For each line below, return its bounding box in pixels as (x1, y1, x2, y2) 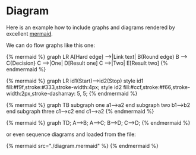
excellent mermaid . (6, 30, 53, 37)
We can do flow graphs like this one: (6, 42, 95, 49)
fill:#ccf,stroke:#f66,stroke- (123, 83, 191, 90)
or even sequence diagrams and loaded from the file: (6, 131, 137, 138)
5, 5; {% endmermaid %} (77, 90, 138, 97)
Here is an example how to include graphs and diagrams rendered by (6, 24, 175, 31)
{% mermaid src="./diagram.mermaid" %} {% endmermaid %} (6, 142, 159, 149)
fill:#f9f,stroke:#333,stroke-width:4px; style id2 (6, 83, 122, 90)
